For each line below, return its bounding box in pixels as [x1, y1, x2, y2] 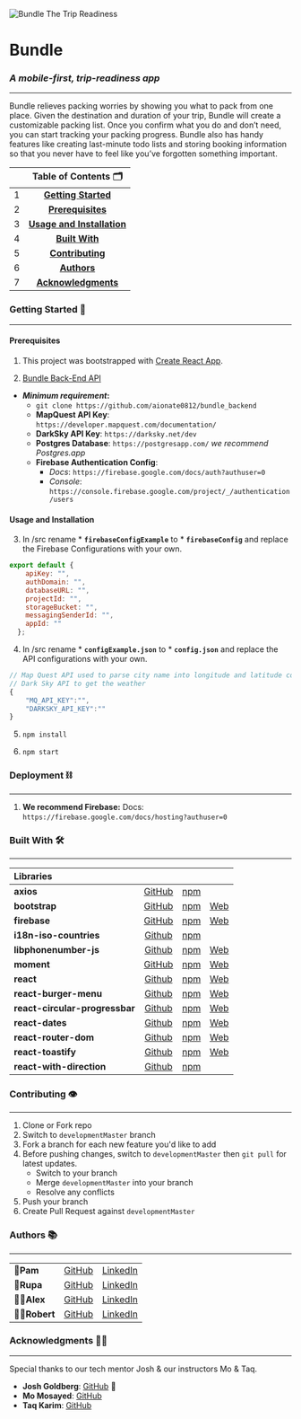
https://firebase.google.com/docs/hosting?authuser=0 [21, 813, 228, 822]
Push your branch [21, 1196, 89, 1207]
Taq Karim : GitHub [21, 1399, 92, 1410]
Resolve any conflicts [35, 1186, 115, 1198]
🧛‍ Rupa [13, 1278, 43, 1291]
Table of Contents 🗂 [31, 171, 123, 183]
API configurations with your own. [21, 654, 148, 665]
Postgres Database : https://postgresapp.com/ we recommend [35, 437, 269, 448]
